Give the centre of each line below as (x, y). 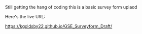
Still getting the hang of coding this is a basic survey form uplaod (71, 7)
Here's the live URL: (25, 17)
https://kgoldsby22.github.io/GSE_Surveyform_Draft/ (59, 26)
